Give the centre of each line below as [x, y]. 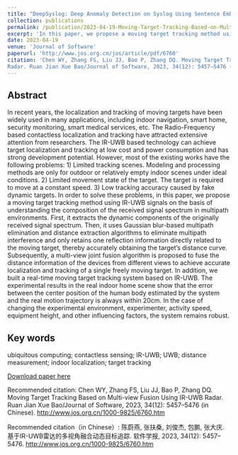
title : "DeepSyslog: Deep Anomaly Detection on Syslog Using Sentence [114, 14]
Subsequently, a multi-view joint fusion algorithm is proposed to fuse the [113, 255]
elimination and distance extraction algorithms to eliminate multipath [107, 233]
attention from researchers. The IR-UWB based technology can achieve [112, 142]
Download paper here [39, 376]
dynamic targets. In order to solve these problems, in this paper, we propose [119, 195]
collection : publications [45, 21]
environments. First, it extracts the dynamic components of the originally [113, 218]
